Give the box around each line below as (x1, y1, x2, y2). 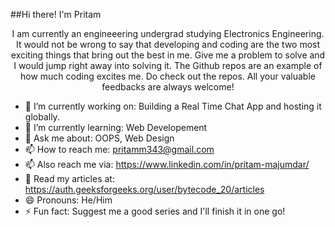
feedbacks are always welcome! (101, 81, 235, 93)
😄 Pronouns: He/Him (24, 194, 113, 206)
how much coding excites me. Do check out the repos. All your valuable (20, 70, 316, 82)
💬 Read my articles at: (24, 173, 115, 184)
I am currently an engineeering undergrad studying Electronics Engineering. (11, 28, 325, 39)
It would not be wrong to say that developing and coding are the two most (15, 39, 321, 50)
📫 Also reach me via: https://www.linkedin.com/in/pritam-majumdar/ (24, 159, 310, 170)
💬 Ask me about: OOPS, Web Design (24, 132, 175, 144)
